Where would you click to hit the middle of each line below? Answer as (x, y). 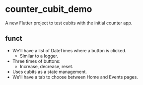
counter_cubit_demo (49, 9)
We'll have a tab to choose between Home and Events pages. (75, 77)
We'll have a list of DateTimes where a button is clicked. (69, 50)
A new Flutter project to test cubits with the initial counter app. (69, 23)
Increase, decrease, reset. (46, 66)
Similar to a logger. (39, 56)
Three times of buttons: (36, 61)
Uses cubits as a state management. (49, 72)
